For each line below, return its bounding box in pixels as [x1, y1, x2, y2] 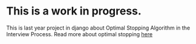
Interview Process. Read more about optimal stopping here [6, 30, 153, 37]
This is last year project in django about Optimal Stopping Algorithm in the [6, 24, 191, 31]
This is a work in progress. [6, 4, 142, 18]
